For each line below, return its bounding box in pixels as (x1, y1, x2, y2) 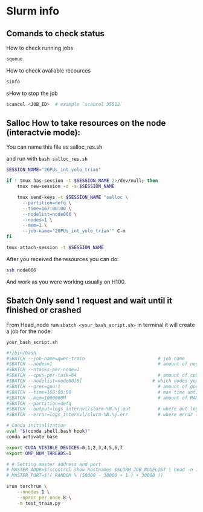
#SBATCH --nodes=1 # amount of (6, 361, 188, 367)
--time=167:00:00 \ (22, 206, 71, 212)
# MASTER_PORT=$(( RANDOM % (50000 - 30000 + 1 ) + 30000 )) (6, 473, 164, 479)
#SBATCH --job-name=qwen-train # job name (6, 355, 185, 361)
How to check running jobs (6, 44, 74, 51)
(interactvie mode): (6, 128, 80, 138)
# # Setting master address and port (6, 461, 101, 467)
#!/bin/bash (6, 349, 36, 356)
